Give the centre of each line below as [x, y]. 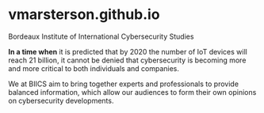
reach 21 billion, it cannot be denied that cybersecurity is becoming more [127, 60]
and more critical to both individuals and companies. [94, 68]
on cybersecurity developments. [61, 100]
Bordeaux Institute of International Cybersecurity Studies [101, 36]
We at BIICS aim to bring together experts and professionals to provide [124, 84]
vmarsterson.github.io [84, 15]
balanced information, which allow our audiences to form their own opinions [132, 92]
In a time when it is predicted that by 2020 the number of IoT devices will [128, 51]
